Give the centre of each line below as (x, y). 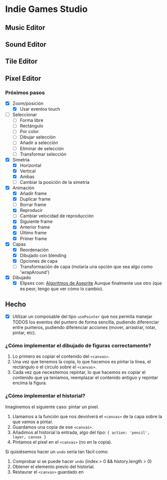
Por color (29, 132)
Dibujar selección (38, 137)
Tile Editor (21, 62)
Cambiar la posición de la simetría (55, 182)
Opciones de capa (39, 261)
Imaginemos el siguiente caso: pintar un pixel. (52, 407)
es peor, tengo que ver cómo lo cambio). (62, 289)
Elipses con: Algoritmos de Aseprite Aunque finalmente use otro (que (91, 283)
